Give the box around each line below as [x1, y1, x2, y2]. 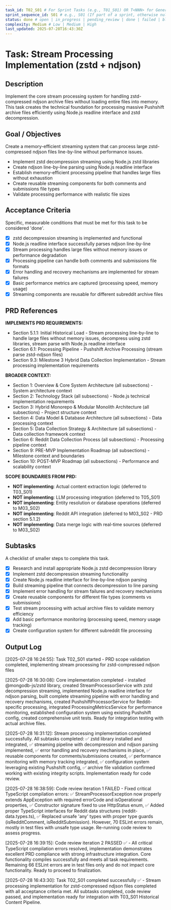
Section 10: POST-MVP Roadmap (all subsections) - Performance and [12, 458, 159, 464]
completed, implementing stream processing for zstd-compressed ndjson [5, 662, 160, 668]
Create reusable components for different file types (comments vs [12, 594, 152, 600]
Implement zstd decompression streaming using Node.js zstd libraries [12, 158, 159, 165]
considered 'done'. [5, 225, 45, 231]
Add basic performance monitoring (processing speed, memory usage [12, 616, 161, 622]
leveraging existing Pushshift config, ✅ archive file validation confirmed [5, 764, 155, 771]
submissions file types [12, 185, 60, 192]
